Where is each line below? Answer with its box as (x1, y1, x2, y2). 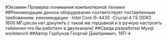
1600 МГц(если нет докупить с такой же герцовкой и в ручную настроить (5, 20, 162, 26)
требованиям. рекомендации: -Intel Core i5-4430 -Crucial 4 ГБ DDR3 (5, 15, 152, 20)
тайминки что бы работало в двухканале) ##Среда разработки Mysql (5, 25, 154, 31)
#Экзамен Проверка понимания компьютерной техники (5, 4, 125, 10)
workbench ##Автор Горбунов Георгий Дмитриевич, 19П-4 (5, 31, 131, 36)
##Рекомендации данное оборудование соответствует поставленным (5, 9, 156, 15)
